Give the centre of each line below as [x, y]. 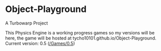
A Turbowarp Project [27, 23]
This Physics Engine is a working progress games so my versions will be [80, 32]
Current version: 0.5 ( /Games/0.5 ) [40, 43]
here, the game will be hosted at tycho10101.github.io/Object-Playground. [81, 38]
